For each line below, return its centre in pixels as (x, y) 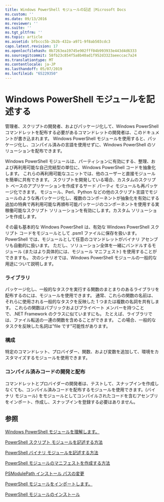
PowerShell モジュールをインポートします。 (49, 484)
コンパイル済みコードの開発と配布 (45, 372)
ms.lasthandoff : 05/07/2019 (34, 69)
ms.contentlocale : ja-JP (30, 64)
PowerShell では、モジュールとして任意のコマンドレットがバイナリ (73, 239)
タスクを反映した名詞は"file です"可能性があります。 (58, 326)
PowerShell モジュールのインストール (43, 494)
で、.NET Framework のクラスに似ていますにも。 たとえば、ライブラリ (77, 314)
